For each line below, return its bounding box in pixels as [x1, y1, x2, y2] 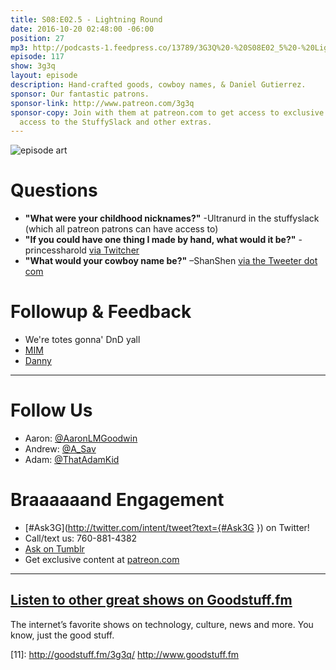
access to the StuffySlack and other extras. [19, 117, 213, 127]
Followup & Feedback [10, 301, 192, 323]
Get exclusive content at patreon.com [24, 554, 180, 565]
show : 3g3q [10, 61, 56, 71]
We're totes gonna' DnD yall [24, 334, 141, 346]
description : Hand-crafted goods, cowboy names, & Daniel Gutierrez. [10, 80, 307, 90]
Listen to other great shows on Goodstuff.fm [10, 592, 293, 609]
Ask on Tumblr [24, 543, 85, 555]
